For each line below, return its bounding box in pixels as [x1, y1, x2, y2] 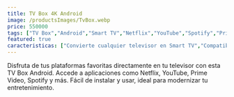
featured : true [7, 36, 52, 43]
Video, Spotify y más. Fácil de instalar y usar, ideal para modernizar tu [7, 76, 208, 84]
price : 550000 [7, 23, 49, 30]
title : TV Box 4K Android [7, 10, 82, 17]
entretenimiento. [7, 84, 54, 91]
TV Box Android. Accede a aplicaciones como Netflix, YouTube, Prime [7, 69, 208, 77]
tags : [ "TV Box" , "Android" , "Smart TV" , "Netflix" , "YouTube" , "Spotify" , [7, 29, 217, 37]
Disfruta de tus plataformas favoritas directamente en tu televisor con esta [7, 62, 221, 69]
